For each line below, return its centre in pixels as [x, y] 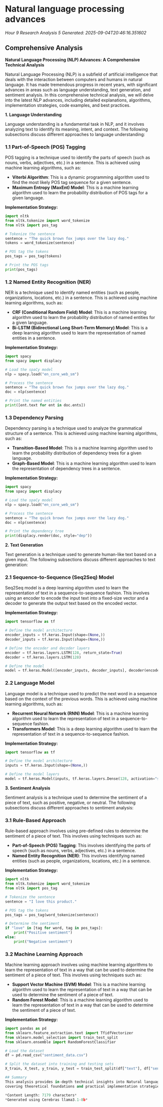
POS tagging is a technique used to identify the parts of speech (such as [78, 158]
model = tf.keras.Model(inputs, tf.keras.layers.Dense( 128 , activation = [80, 779]
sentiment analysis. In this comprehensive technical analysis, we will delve [79, 95]
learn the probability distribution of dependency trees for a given [77, 453]
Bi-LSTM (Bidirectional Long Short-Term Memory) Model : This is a [80, 328]
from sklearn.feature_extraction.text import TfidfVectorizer [69, 1033]
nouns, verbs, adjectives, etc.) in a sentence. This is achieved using [73, 163]
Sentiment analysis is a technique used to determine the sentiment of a [76, 797]
